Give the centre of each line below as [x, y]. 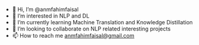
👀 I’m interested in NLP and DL [51, 16]
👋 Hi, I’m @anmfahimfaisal [45, 9]
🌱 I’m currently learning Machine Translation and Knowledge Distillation [103, 22]
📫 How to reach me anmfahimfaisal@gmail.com [73, 36]
